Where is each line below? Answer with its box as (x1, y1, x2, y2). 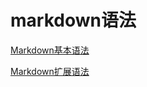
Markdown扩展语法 (10, 65, 90, 77)
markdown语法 (10, 9, 137, 32)
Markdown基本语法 (10, 44, 90, 56)
